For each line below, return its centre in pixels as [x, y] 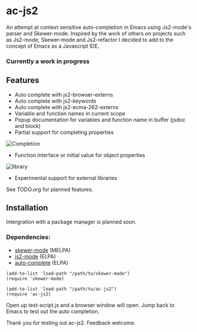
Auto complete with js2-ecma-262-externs [66, 107]
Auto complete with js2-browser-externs [64, 94]
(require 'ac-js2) [29, 294]
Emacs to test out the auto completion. [53, 311]
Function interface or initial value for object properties [80, 155]
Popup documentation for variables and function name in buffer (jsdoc [100, 120]
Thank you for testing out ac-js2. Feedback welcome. [71, 323]
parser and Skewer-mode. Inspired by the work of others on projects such [96, 33]
